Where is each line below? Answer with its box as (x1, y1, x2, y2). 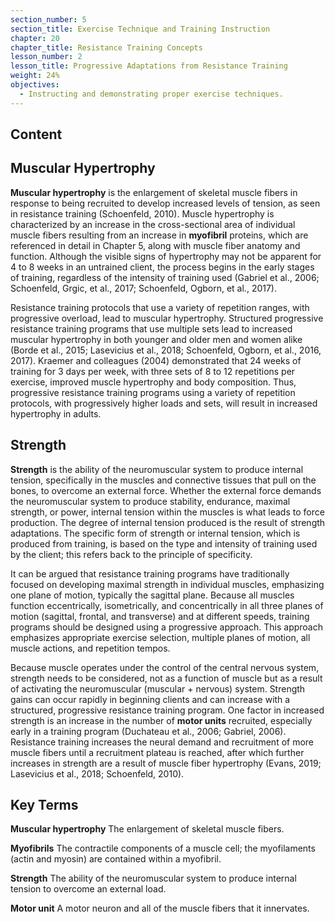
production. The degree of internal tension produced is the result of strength (10, 516, 326, 528)
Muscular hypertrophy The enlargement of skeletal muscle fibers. (10, 823, 285, 835)
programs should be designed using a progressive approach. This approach (10, 621, 324, 633)
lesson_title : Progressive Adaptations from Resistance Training (10, 61, 288, 71)
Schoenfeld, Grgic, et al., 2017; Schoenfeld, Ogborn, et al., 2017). (10, 282, 278, 294)
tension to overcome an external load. (10, 883, 167, 895)
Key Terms (10, 797, 79, 814)
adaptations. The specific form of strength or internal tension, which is (10, 527, 301, 539)
